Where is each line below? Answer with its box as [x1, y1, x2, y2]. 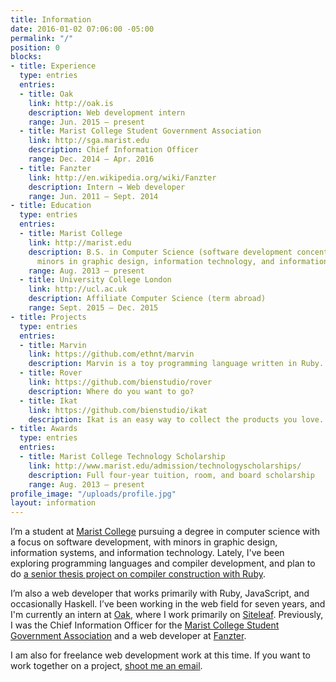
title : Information [10, 14, 92, 25]
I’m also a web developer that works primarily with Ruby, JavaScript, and [10, 587, 310, 600]
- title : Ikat [19, 396, 78, 406]
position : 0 [10, 42, 60, 53]
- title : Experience [10, 61, 97, 71]
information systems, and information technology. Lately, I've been [10, 547, 285, 559]
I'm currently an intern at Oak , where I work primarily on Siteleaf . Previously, [10, 609, 324, 621]
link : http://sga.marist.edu [28, 136, 150, 146]
